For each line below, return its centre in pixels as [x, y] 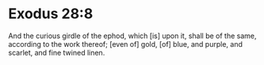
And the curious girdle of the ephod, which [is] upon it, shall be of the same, [132, 36]
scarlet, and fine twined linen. [57, 52]
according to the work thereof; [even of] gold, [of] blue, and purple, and [126, 44]
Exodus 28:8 [51, 14]
